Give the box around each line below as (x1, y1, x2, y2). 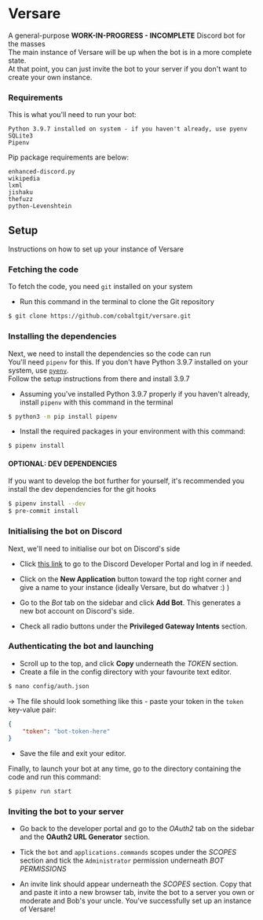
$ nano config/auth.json (8, 682, 89, 690)
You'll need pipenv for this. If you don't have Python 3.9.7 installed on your (8, 357, 249, 366)
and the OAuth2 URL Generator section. (19, 832, 151, 841)
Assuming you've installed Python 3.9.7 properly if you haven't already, (19, 389, 250, 398)
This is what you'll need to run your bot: (8, 110, 137, 119)
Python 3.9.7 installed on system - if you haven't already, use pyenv (8, 125, 247, 134)
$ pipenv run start (8, 787, 72, 796)
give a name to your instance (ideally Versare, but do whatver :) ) (19, 582, 230, 592)
